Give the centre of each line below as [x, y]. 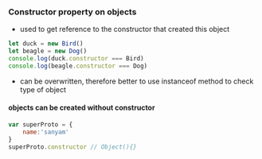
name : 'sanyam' [46, 132]
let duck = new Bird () [46, 44]
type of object [43, 89]
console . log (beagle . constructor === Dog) [78, 66]
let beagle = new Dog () [48, 51]
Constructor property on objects [72, 12]
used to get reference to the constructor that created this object [125, 29]
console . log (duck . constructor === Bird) [76, 59]
